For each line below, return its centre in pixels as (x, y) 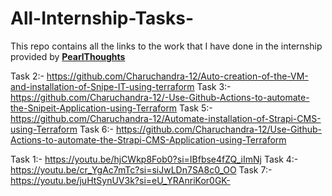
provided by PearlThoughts (68, 56)
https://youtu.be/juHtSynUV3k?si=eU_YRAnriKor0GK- (120, 180)
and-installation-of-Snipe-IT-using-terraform (102, 86)
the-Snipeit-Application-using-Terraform (94, 108)
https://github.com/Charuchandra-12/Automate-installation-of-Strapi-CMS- (166, 118)
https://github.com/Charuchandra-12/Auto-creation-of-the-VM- (177, 76)
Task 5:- (196, 108)
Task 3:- (214, 86)
